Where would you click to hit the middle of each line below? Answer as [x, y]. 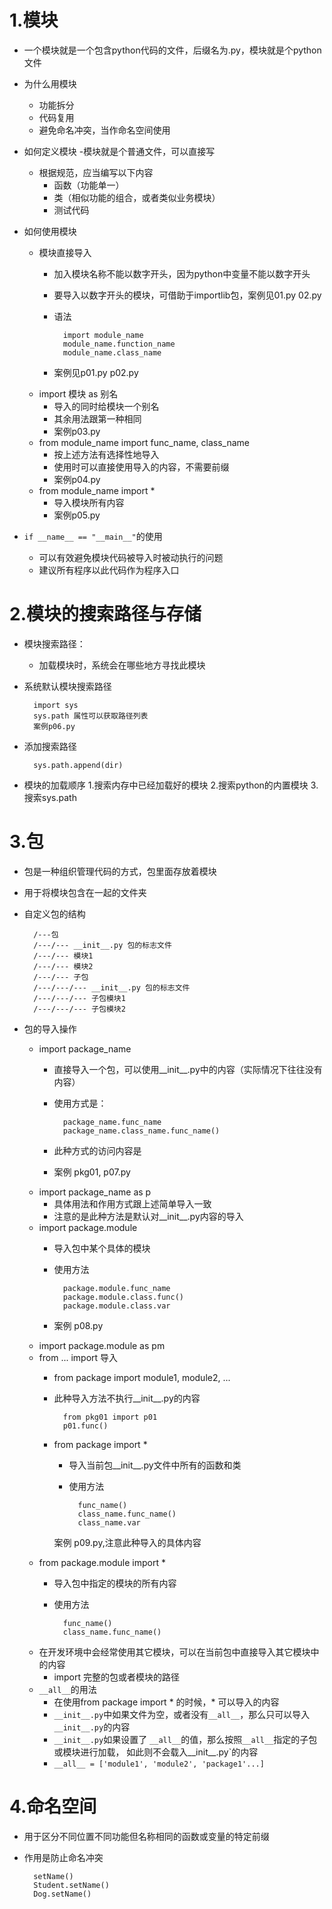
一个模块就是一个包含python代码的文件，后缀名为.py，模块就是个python [172, 50]
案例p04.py [77, 479]
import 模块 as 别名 [78, 393]
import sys [56, 705]
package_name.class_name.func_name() [141, 1131]
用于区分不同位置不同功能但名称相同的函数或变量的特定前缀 [146, 1836]
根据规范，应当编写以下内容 [96, 172]
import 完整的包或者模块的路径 [117, 1677]
